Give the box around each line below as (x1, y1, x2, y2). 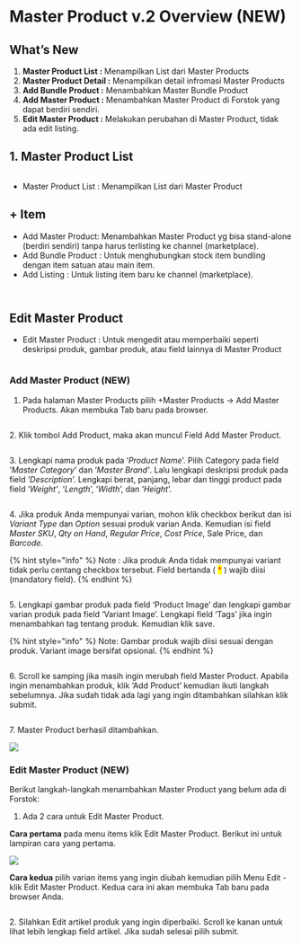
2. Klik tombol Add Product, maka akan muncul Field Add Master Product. (9, 429, 281, 440)
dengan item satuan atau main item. (22, 259, 155, 270)
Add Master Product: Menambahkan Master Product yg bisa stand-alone (22, 231, 292, 242)
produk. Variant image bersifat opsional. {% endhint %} (9, 645, 214, 656)
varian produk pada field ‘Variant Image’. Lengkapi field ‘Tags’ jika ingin (9, 608, 272, 619)
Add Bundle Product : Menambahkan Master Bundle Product (22, 85, 249, 95)
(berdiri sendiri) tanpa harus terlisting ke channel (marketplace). (22, 240, 259, 251)
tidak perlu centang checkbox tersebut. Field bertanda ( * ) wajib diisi (9, 564, 266, 575)
